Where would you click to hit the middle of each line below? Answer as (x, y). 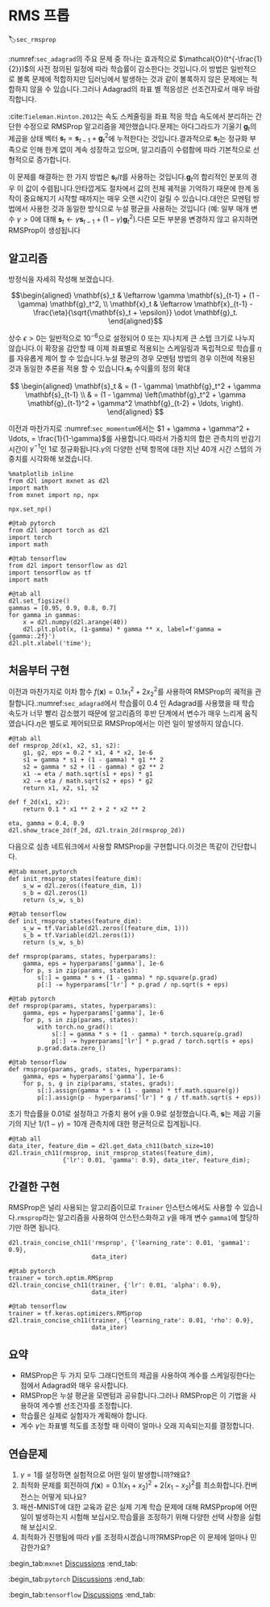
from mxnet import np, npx (54, 495)
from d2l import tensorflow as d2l (68, 566)
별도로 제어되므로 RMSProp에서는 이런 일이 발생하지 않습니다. (146, 723)
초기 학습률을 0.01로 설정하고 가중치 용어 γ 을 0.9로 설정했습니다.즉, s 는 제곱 (127, 1113)
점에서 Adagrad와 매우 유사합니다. (74, 1386)
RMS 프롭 (39, 16)
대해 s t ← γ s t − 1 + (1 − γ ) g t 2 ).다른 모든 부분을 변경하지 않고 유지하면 (150, 219)
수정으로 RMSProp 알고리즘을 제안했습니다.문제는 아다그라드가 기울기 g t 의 (140, 127)
